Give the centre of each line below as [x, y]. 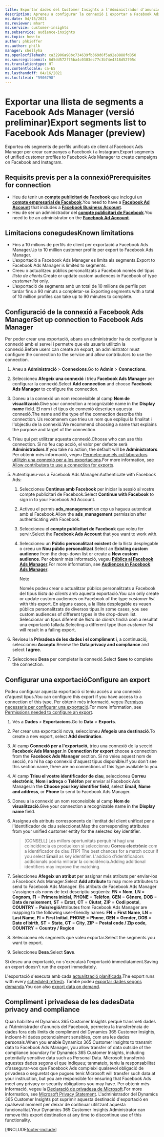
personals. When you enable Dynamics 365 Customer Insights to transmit [79, 1042]
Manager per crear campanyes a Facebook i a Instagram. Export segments [80, 151]
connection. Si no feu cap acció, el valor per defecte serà [70, 444]
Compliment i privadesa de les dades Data [70, 1002]
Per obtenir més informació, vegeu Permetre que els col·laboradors [80, 455]
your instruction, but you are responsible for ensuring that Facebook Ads [78, 1078]
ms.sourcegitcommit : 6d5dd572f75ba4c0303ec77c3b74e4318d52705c [71, 60]
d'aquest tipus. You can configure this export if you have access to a [73, 696]
